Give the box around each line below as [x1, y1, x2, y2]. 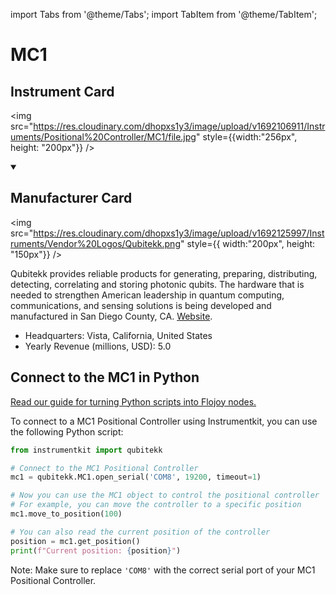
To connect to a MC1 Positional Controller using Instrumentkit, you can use [10, 415, 318, 427]
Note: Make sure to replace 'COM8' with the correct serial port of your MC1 [10, 564, 316, 576]
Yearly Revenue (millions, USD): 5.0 [24, 340, 172, 352]
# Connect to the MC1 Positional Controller [10, 463, 199, 473]
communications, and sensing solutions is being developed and [10, 299, 272, 311]
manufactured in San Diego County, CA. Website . [10, 310, 213, 322]
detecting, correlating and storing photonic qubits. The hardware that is [10, 278, 305, 290]
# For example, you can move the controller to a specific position [10, 500, 302, 510]
